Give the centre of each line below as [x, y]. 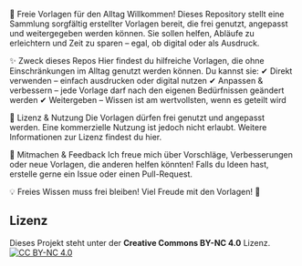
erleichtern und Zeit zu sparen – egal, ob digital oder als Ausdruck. [135, 43]
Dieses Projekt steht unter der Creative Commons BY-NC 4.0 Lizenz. [140, 242]
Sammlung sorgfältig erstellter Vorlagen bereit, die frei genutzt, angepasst [149, 24]
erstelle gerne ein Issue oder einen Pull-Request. [101, 174]
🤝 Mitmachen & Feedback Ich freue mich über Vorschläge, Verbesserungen [151, 154]
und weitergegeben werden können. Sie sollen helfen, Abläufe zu [132, 33]
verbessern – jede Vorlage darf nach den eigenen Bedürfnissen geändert [147, 90]
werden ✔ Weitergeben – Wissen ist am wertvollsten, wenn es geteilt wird [148, 100]
